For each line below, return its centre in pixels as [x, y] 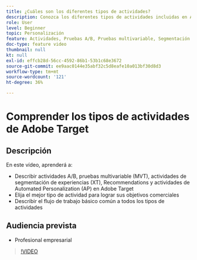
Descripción [29, 151]
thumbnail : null [26, 50]
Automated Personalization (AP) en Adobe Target [74, 189]
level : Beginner [26, 28]
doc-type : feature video [36, 45]
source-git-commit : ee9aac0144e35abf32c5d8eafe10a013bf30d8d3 [84, 66]
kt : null [17, 55]
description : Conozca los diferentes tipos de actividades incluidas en [97, 17]
